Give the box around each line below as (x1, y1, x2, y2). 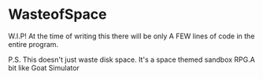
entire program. (8, 39, 59, 48)
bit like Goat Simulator (8, 63, 80, 72)
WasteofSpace (8, 5, 108, 23)
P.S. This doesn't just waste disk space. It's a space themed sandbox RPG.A (8, 55, 256, 64)
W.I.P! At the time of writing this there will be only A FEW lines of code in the (8, 31, 255, 41)
